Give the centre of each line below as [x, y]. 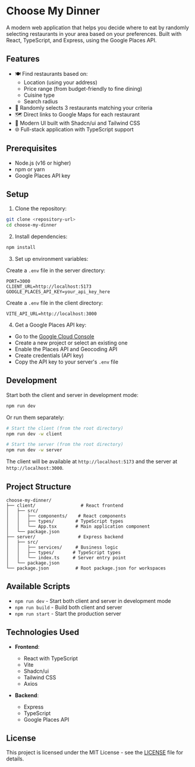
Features [23, 59]
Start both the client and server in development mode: [72, 395]
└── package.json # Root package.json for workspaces [86, 568]
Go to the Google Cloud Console [54, 336]
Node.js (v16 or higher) [43, 163]
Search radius [41, 101]
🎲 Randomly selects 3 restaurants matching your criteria [84, 107]
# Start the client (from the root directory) [65, 428]
